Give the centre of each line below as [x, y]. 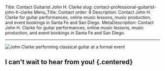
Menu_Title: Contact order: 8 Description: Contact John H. [92, 12]
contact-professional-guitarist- [125, 7]
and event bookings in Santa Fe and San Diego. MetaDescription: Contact [79, 22]
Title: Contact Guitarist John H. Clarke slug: [49, 7]
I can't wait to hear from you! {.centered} [69, 62]
